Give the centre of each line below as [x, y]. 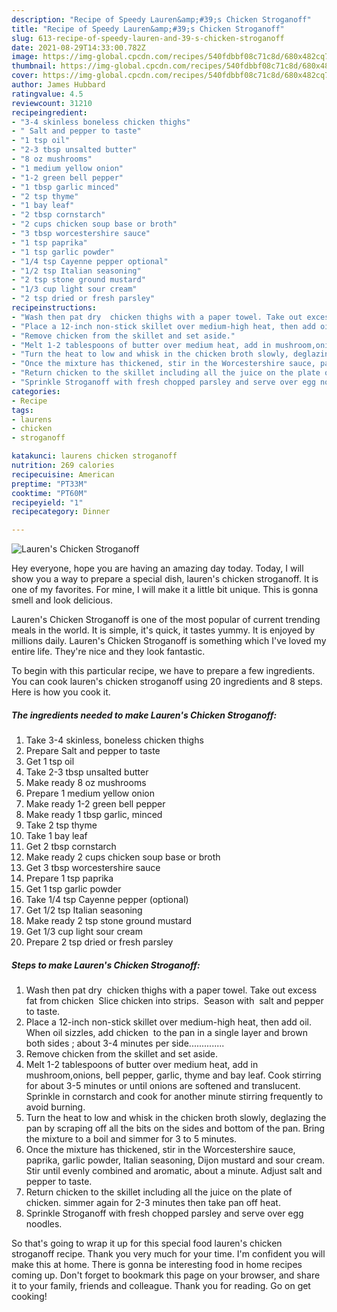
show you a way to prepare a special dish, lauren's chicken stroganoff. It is [165, 579]
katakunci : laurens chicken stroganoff [94, 456]
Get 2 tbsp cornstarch [71, 847]
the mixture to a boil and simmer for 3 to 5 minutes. [131, 1139]
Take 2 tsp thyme [61, 825]
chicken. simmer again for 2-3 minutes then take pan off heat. [153, 1203]
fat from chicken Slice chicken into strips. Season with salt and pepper [174, 1001]
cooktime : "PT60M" [49, 493]
